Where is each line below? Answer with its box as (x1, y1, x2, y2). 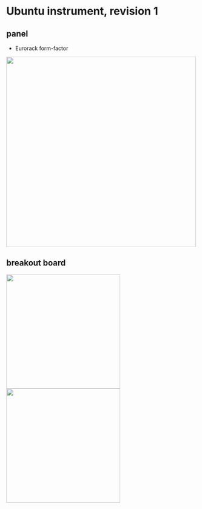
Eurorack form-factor (15, 44, 69, 52)
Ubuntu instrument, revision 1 (6, 4, 158, 18)
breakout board (6, 258, 66, 269)
